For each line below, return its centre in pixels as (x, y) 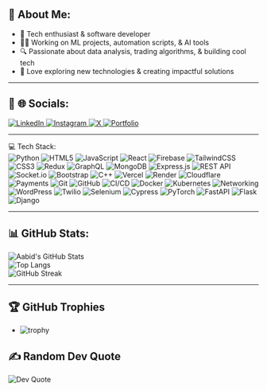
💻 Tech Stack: (32, 146)
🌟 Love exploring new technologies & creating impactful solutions (127, 71)
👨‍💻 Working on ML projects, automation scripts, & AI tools (114, 42)
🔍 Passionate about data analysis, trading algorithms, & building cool (133, 51)
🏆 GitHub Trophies (57, 307)
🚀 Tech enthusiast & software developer (85, 33)
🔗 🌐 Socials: (39, 104)
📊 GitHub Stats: (49, 234)
